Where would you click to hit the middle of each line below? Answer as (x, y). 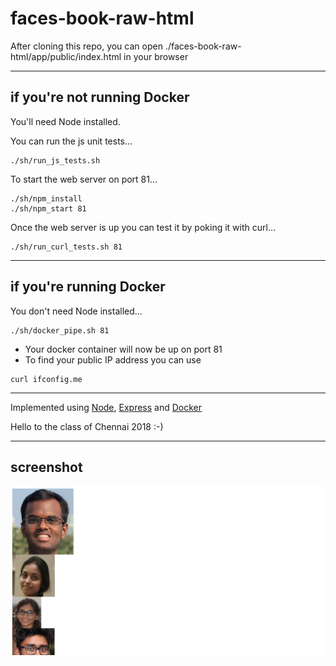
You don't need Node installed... (76, 311)
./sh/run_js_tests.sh (55, 160)
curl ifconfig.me (46, 379)
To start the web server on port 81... (84, 179)
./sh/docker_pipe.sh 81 (60, 330)
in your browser (156, 56)
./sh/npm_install (46, 198)
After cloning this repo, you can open (86, 46)
